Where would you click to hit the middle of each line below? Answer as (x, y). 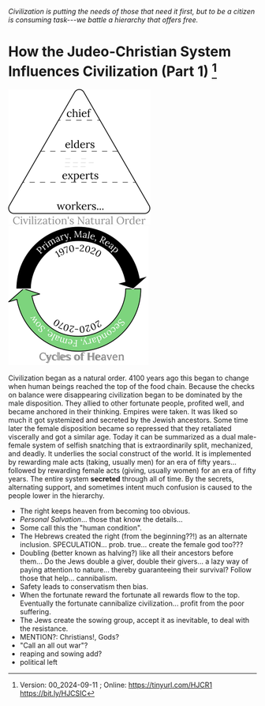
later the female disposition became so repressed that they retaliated (120, 429)
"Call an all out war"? (54, 646)
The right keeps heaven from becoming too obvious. (105, 511)
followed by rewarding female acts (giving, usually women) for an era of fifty (132, 470)
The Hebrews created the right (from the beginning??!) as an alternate (133, 536)
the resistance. (44, 629)
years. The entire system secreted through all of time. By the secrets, (121, 479)
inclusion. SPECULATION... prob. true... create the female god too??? (131, 545)
